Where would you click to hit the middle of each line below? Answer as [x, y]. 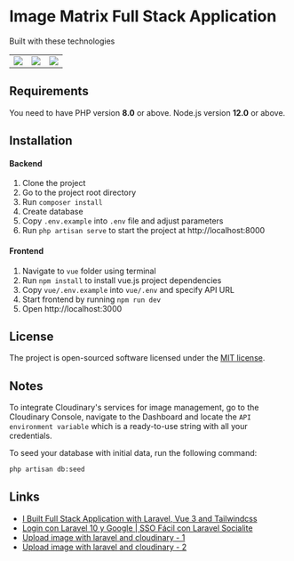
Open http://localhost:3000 [72, 308]
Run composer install [62, 202]
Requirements [49, 91]
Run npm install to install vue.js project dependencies [122, 280]
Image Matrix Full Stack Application [143, 16]
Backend [26, 163]
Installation [41, 141]
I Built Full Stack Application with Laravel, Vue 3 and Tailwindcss [139, 518]
